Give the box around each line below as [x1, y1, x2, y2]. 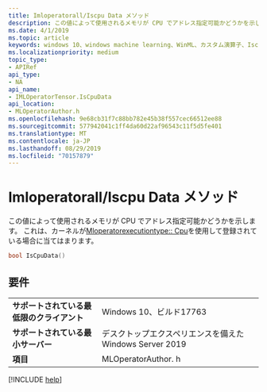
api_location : [8, 100, 56, 108]
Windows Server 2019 [102, 338, 187, 349]
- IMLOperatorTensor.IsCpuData [8, 93, 112, 101]
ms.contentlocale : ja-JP [8, 136, 91, 145]
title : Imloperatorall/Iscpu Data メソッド [8, 11, 149, 20]
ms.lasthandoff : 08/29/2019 [8, 144, 102, 152]
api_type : [8, 71, 41, 79]
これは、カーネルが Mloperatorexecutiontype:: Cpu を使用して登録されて [23, 226, 257, 236]
